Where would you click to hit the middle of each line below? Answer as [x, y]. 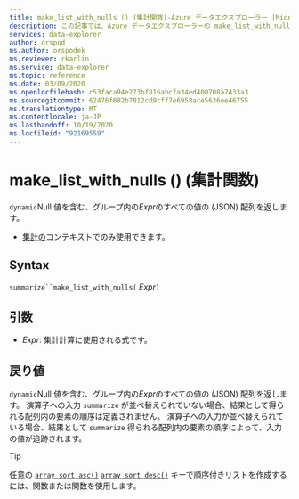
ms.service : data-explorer [59, 68]
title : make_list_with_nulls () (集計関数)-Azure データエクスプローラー [139, 17]
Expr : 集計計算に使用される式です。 [87, 340]
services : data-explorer [55, 34]
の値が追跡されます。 [48, 438]
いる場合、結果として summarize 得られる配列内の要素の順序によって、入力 [146, 428]
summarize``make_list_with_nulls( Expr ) [85, 287]
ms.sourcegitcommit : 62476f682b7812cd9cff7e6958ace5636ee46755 [129, 100]
